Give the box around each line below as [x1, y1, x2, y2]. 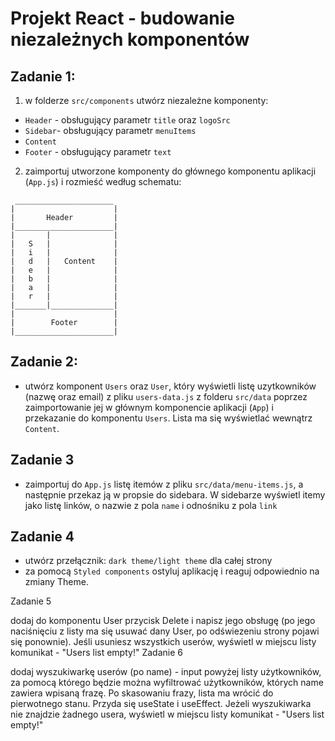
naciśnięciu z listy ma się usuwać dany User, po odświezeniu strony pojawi [10, 625, 320, 637]
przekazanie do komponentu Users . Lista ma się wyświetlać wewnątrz [24, 412, 313, 424]
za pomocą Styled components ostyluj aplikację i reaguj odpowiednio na [24, 565, 320, 577]
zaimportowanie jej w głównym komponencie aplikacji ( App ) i [24, 401, 274, 413]
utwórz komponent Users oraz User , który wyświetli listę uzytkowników [24, 380, 317, 392]
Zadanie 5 [10, 595, 52, 607]
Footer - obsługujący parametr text [24, 146, 172, 157]
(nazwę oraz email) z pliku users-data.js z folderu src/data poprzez [24, 390, 308, 402]
